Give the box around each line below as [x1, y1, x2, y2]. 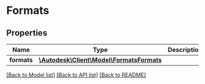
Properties [6, 28, 48, 38]
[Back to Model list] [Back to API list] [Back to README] [6, 71, 146, 79]
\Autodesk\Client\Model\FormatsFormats [38, 56, 162, 64]
